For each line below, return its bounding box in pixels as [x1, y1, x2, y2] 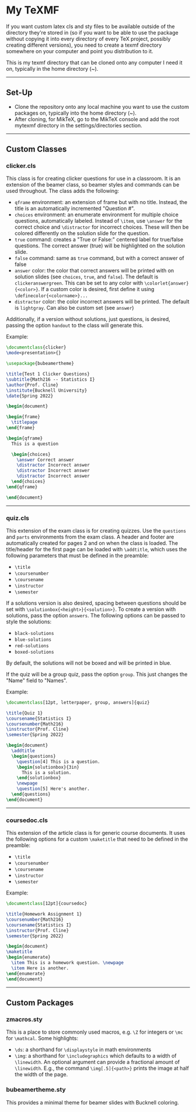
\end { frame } [6, 425, 35, 431]
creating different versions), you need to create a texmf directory [6, 42, 162, 49]
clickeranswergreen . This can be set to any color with [14, 279, 143, 286]
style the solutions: [6, 618, 52, 625]
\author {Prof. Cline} [6, 382, 59, 388]
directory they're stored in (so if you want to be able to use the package [6, 29, 179, 36]
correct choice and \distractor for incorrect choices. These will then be [14, 223, 189, 231]
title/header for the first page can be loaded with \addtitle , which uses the [6, 545, 187, 552]
